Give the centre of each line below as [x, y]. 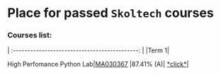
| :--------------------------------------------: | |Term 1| [89, 50]
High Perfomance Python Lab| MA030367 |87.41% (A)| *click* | [98, 64]
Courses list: [30, 35]
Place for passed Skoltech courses [110, 13]
